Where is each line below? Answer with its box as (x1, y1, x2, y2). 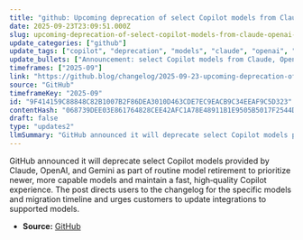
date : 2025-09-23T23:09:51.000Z (9, 22, 131, 31)
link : (9, 72, 30, 81)
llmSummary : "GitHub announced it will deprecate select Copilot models (9, 131, 289, 140)
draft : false (9, 114, 59, 123)
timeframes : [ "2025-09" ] (9, 64, 103, 73)
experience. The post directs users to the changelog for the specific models (9, 184, 291, 195)
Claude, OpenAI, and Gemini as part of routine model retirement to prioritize (9, 164, 291, 176)
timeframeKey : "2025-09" (9, 88, 103, 97)
